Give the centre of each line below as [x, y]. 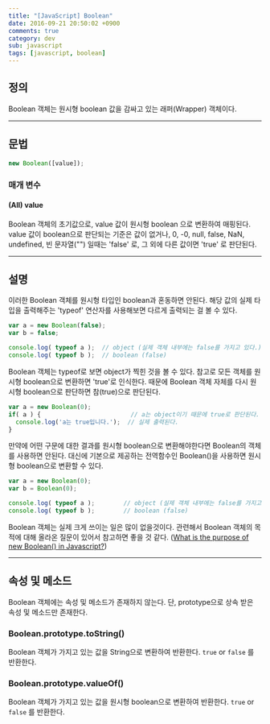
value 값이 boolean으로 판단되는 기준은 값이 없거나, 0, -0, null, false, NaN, [127, 234]
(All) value [26, 205]
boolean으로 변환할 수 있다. [60, 466]
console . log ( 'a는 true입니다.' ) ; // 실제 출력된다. [97, 422]
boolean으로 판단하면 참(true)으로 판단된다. [92, 391]
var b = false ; [34, 333]
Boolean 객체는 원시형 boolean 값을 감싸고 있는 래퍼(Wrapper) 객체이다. [123, 109]
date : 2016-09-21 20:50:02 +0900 [64, 23]
